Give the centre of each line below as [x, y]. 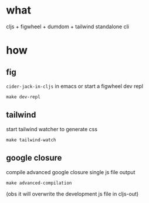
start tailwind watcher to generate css [52, 129]
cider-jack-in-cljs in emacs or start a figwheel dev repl [75, 86]
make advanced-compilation [39, 183]
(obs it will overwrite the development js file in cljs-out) [72, 194]
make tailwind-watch [31, 140]
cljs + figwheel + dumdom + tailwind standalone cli [67, 26]
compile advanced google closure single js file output [71, 172]
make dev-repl [23, 97]
